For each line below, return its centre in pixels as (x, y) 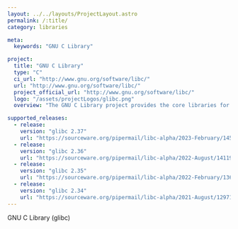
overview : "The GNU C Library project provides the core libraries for (122, 106)
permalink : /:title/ (38, 21)
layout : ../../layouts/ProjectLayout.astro (73, 14)
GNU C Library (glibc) (39, 218)
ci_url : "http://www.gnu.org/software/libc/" (82, 79)
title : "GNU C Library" (49, 66)
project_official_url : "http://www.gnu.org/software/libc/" (104, 92)
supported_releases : (38, 118)
